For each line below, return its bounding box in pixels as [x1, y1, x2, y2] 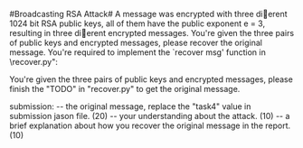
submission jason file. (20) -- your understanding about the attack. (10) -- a [9, 111, 290, 121]
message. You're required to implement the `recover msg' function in [9, 47, 267, 58]
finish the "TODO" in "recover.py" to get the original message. [9, 84, 241, 94]
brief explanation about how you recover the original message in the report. [9, 120, 291, 131]
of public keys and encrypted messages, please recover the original [9, 37, 262, 48]
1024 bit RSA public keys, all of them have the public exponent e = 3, [9, 18, 265, 29]
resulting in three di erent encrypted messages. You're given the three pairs [9, 28, 295, 38]
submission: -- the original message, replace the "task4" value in [9, 101, 251, 112]
